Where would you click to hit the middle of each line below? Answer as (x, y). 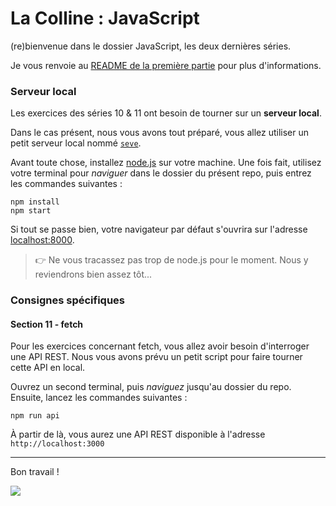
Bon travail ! (35, 472)
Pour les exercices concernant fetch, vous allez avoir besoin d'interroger (160, 346)
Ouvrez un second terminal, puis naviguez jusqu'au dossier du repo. (151, 387)
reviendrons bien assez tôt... (93, 274)
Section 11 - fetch (47, 324)
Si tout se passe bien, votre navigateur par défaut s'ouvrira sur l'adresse (159, 229)
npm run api (35, 416)
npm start (31, 211)
